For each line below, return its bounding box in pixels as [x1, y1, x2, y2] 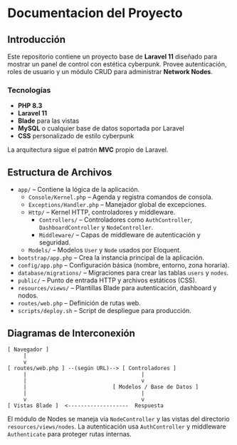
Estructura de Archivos [7, 166, 112, 178]
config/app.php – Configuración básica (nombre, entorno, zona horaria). [17, 261, 230, 270]
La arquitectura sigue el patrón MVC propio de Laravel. [7, 145, 169, 154]
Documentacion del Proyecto [7, 5, 183, 21]
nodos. [17, 291, 38, 300]
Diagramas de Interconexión [7, 327, 135, 339]
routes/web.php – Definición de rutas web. [17, 299, 141, 307]
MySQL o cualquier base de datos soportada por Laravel [17, 124, 185, 133]
